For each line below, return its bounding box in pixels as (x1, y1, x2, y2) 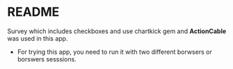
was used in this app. (7, 34, 68, 42)
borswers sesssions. (17, 55, 77, 63)
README (7, 4, 60, 20)
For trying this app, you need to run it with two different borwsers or (17, 48, 212, 56)
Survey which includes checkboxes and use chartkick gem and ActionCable (7, 27, 227, 35)
